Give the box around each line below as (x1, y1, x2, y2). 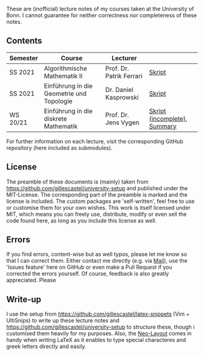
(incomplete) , (149, 114, 188, 123)
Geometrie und (44, 89, 87, 98)
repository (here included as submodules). (6, 144, 113, 151)
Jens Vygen (105, 118, 140, 127)
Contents (6, 36, 42, 46)
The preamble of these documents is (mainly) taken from (6, 178, 149, 185)
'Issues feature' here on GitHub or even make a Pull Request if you (6, 263, 172, 271)
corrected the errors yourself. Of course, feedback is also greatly (6, 270, 169, 277)
